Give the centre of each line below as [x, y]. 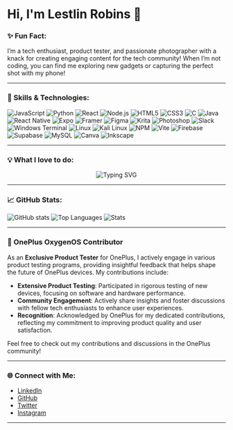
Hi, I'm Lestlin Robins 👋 [75, 14]
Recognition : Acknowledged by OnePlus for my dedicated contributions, [121, 315]
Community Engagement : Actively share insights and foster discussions [121, 300]
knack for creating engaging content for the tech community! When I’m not [114, 58]
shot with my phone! [36, 73]
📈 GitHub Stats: [35, 200]
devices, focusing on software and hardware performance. [101, 293]
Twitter [27, 405]
